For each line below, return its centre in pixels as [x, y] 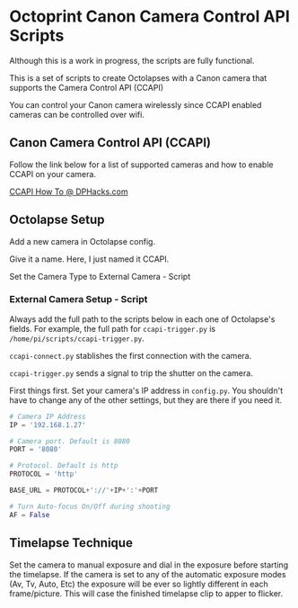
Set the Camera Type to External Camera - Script [100, 276]
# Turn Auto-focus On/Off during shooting [90, 506]
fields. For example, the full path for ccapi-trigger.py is [113, 328]
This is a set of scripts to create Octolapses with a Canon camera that [138, 77]
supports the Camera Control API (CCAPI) [87, 87]
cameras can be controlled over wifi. [77, 114]
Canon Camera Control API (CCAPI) [110, 143]
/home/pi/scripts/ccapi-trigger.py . [77, 338]
